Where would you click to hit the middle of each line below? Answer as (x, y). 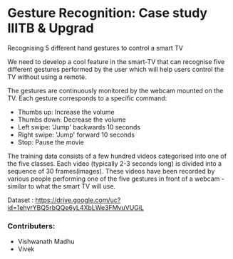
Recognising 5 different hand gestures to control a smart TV (95, 48)
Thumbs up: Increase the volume (66, 112)
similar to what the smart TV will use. (62, 186)
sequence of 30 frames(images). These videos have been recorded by (111, 171)
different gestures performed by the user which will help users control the (116, 69)
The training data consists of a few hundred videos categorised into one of (117, 156)
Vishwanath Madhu (46, 242)
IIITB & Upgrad (51, 28)
